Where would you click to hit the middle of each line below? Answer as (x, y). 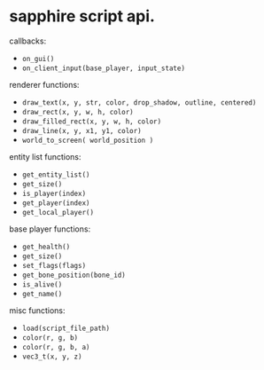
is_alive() (42, 284)
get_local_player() (58, 212)
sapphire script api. (82, 16)
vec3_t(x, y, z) (52, 357)
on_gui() (38, 59)
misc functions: (37, 310)
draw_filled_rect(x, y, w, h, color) (92, 122)
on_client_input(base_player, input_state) (104, 68)
